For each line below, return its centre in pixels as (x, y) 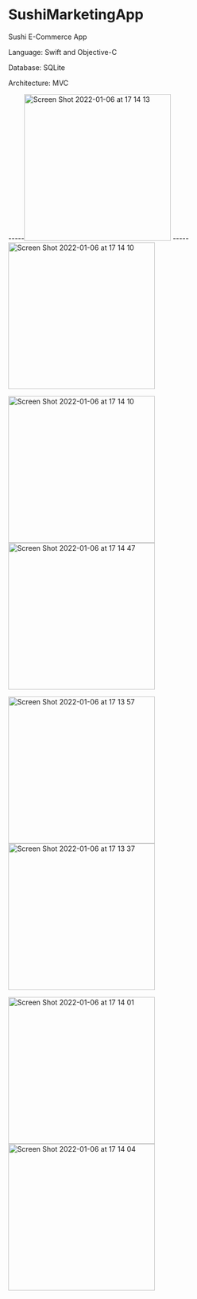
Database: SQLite (37, 67)
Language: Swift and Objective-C (63, 52)
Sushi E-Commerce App (48, 37)
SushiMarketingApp (76, 15)
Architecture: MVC (39, 83)
